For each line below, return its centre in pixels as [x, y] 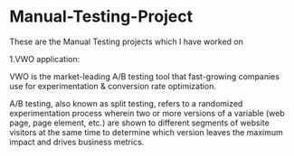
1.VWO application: [45, 59]
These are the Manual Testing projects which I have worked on [127, 41]
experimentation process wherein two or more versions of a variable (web [147, 113]
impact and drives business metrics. [77, 142]
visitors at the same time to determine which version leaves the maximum [146, 132]
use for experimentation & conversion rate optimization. [113, 86]
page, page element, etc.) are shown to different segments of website [139, 123]
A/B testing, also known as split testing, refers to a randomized [126, 103]
